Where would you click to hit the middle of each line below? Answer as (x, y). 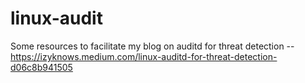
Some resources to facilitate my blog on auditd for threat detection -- (152, 46)
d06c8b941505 (41, 67)
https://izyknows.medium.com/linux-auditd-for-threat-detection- (144, 56)
